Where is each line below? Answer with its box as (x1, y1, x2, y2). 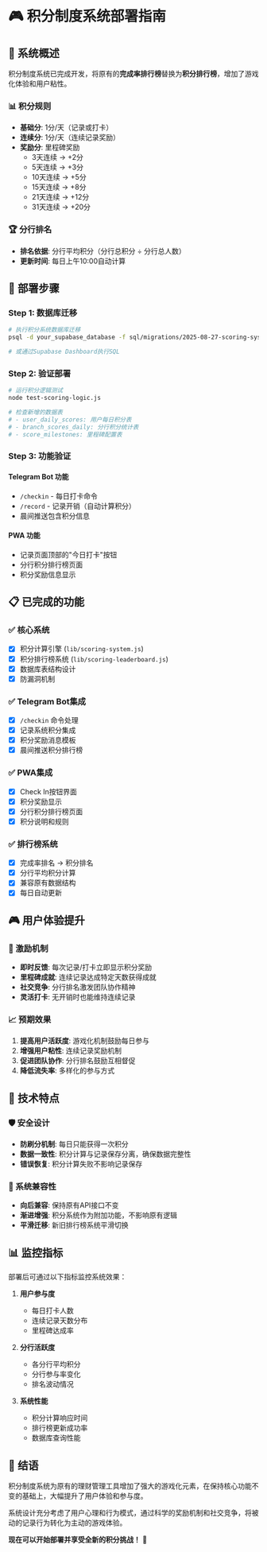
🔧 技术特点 (8, 1091, 60, 1105)
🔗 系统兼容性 (8, 1181, 57, 1192)
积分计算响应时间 (31, 1413, 88, 1423)
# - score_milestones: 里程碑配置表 (8, 430, 122, 438)
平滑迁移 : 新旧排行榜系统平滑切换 (19, 1220, 129, 1230)
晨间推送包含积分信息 (19, 510, 90, 521)
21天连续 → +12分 (31, 192, 90, 202)
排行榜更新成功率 (31, 1423, 88, 1433)
